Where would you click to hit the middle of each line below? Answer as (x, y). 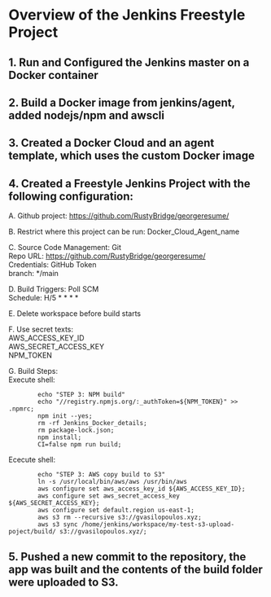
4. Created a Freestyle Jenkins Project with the (129, 184)
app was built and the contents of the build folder (135, 569)
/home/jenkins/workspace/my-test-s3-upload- (157, 525)
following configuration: (71, 196)
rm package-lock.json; (76, 430)
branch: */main (34, 274)
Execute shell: (32, 380)
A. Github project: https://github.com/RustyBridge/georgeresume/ (119, 216)
